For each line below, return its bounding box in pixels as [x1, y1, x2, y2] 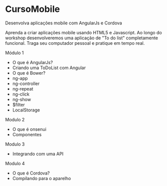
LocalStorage [12, 107, 40, 113]
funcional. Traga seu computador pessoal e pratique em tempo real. [5, 40, 145, 46]
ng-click [12, 91, 30, 97]
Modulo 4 [5, 160, 25, 166]
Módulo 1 [5, 50, 24, 56]
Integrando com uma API [12, 151, 64, 157]
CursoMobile [5, 3, 60, 15]
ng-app [12, 75, 28, 81]
